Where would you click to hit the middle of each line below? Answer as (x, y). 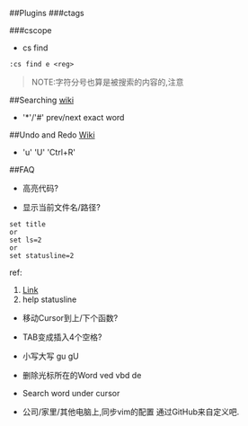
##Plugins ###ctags (47, 13)
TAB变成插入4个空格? (62, 337)
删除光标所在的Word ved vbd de (82, 375)
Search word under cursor (71, 393)
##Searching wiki (42, 100)
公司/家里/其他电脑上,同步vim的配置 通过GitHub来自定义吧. (131, 412)
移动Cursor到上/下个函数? (70, 318)
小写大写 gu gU (50, 356)
